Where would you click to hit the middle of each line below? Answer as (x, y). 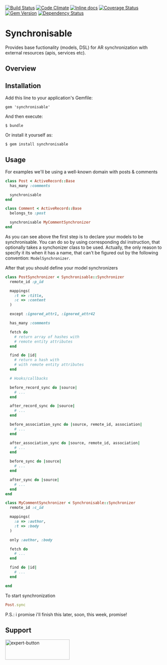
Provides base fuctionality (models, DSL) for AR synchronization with (76, 47)
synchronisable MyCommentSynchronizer (50, 222)
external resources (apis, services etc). (46, 52)
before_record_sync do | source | (44, 387)
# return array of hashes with (47, 337)
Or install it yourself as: (29, 135)
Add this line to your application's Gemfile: (49, 98)
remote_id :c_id (27, 508)
